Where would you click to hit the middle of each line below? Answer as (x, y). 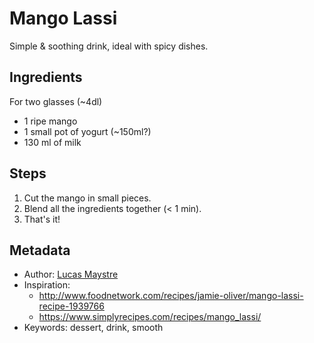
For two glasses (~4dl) (56, 101)
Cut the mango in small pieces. (87, 198)
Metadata (40, 250)
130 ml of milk (52, 142)
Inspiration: (47, 285)
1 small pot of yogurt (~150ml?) (87, 131)
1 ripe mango (50, 121)
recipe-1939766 (71, 306)
